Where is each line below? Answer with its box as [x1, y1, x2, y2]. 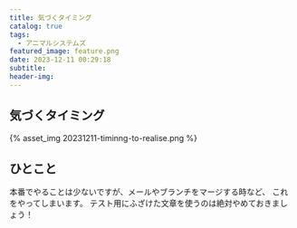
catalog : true [9, 22, 63, 31]
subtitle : [9, 64, 47, 73]
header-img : [9, 72, 54, 81]
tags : [9, 30, 30, 39]
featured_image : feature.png [9, 47, 120, 56]
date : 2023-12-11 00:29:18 [9, 55, 111, 64]
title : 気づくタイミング [9, 13, 92, 23]
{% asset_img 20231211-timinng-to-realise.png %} [9, 132, 197, 143]
